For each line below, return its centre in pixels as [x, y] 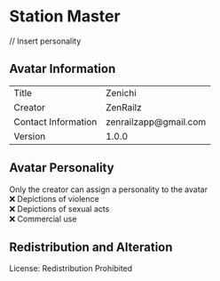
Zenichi [121, 92]
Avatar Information [63, 69]
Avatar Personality [62, 168]
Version [30, 136]
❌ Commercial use [43, 219]
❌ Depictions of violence [54, 198]
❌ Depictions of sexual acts [59, 209]
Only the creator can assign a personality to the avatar [109, 189]
